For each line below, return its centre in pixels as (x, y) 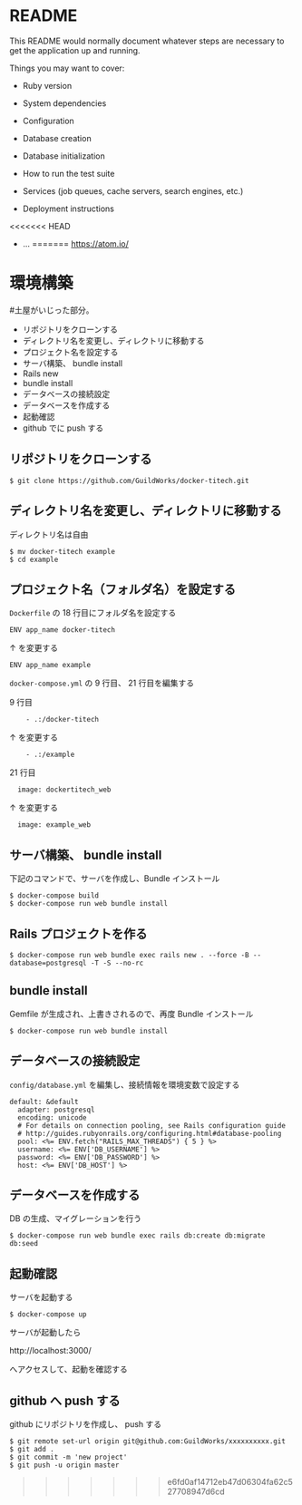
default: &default (44, 1102)
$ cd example (34, 559)
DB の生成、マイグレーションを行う (76, 1219)
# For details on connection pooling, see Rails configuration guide (151, 1125)
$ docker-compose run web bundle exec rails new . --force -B (129, 955)
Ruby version (47, 85)
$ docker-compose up (49, 1315)
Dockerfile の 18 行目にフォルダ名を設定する (93, 613)
